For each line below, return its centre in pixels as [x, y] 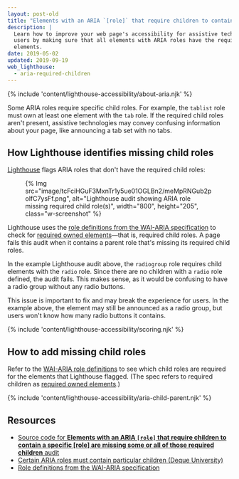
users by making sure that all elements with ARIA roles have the [114, 41]
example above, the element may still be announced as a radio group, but [115, 308]
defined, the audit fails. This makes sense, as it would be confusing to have [117, 279]
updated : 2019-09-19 [38, 60]
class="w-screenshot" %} [63, 214]
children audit [38, 452]
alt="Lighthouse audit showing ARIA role [131, 199]
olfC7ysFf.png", [48, 199]
